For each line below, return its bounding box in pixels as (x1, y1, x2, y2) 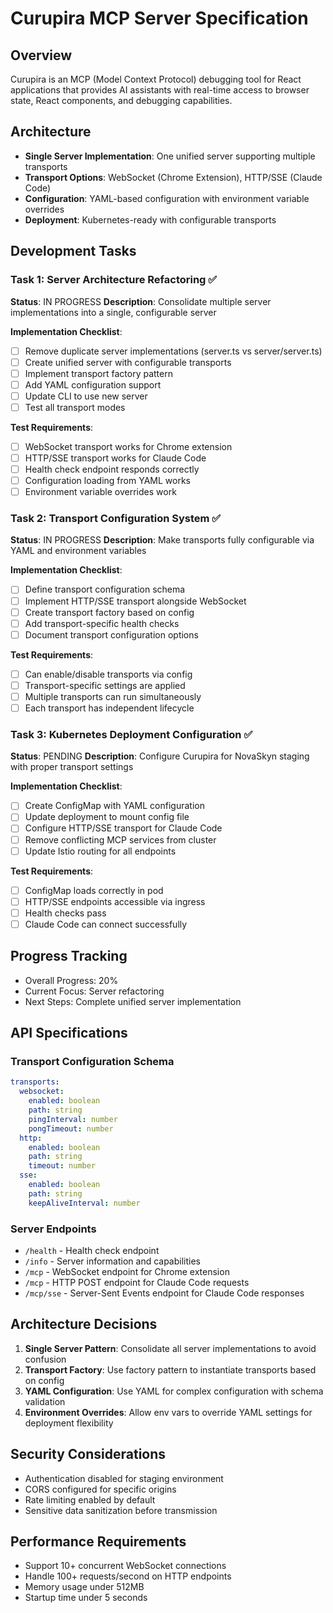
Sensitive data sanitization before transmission (24, 1504, 218, 1516)
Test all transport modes (24, 401, 126, 413)
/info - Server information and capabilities (24, 1255, 201, 1267)
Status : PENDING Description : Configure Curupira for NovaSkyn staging (10, 750, 310, 762)
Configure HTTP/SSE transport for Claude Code (24, 822, 223, 834)
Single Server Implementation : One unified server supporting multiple (24, 150, 316, 162)
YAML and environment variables (10, 545, 147, 557)
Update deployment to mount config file (24, 811, 190, 823)
